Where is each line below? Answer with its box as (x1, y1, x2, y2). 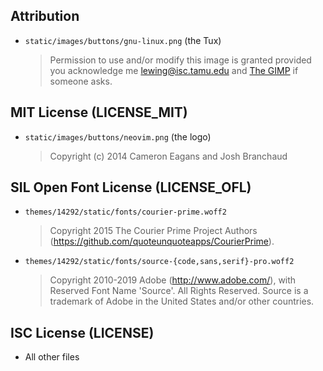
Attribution (10, 8, 80, 25)
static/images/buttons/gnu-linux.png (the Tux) (24, 34, 222, 46)
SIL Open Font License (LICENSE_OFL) (10, 179, 252, 196)
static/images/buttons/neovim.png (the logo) (24, 130, 212, 143)
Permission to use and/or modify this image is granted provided (49, 54, 312, 66)
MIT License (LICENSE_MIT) (10, 104, 188, 121)
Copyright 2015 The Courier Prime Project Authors (49, 225, 258, 237)
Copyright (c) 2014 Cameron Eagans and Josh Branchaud (49, 150, 288, 162)
